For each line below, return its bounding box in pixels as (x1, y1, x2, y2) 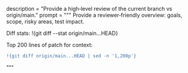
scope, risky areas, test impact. (6, 18, 85, 25)
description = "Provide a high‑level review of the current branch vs (6, 5, 172, 12)
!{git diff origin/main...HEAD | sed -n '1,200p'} (6, 53, 137, 59)
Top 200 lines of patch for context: (6, 42, 93, 48)
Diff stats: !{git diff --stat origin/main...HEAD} (6, 30, 118, 37)
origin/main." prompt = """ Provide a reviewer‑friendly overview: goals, (6, 11, 183, 19)
